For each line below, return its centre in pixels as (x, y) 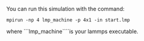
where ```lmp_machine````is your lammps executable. (73, 31)
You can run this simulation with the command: (65, 9)
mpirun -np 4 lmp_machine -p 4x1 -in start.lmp (68, 20)
